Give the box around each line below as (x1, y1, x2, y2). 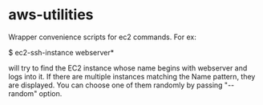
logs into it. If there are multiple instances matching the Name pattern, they (8, 71, 256, 81)
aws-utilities (8, 6, 94, 24)
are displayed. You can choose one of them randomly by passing (8, 80, 223, 90)
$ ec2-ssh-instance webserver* (8, 47, 115, 57)
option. (38, 88, 63, 98)
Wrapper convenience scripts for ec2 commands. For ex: (8, 32, 196, 42)
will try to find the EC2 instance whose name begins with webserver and (8, 63, 248, 73)
